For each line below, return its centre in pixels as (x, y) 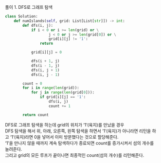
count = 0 (32, 83)
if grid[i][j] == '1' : (63, 97)
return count (36, 115)
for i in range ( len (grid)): (51, 88)
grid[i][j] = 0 (46, 53)
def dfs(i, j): (38, 25)
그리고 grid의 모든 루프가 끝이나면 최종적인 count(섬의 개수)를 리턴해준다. (75, 155)
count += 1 (59, 106)
